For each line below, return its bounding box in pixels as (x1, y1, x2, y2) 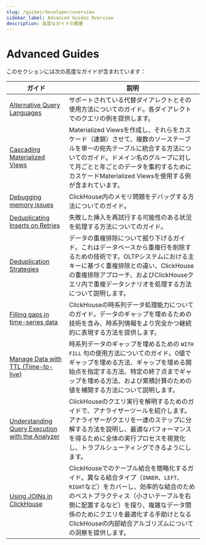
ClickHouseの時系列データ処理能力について (69, 301, 194, 309)
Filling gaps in (9, 311, 50, 319)
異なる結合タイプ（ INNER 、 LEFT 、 (86, 473, 183, 482)
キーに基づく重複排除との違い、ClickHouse (69, 261, 194, 270)
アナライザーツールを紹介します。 (93, 406, 191, 415)
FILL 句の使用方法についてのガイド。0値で (69, 349, 191, 358)
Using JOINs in (9, 492, 53, 501)
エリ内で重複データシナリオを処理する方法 (69, 280, 192, 288)
